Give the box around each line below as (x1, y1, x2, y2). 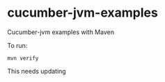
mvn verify (7, 54, 39, 62)
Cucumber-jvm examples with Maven (7, 28, 115, 36)
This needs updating (7, 67, 66, 75)
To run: (7, 41, 28, 49)
